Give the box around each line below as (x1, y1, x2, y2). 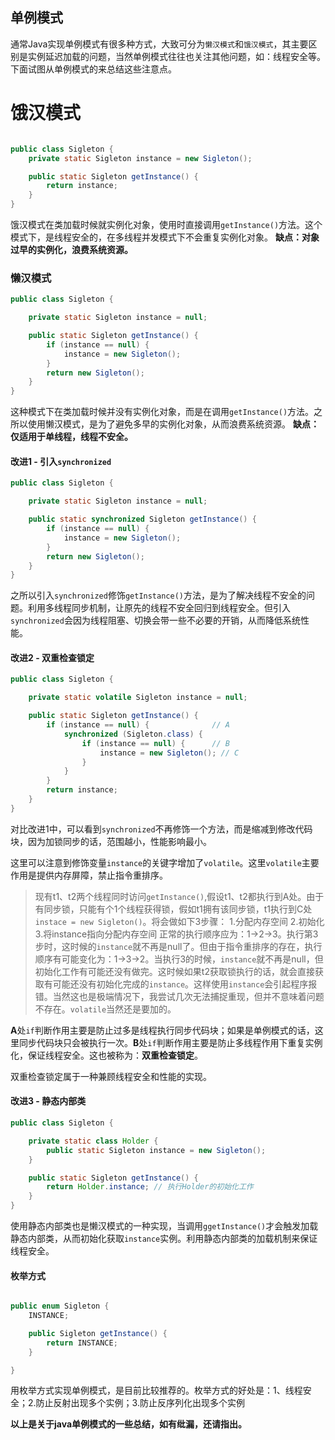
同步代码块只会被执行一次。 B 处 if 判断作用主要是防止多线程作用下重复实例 (18, 1036, 323, 1048)
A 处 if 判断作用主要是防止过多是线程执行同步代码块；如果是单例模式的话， (10, 1024, 315, 1036)
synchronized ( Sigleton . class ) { (63, 729, 203, 739)
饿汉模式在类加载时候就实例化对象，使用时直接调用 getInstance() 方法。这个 (10, 219, 323, 230)
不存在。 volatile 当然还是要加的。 (34, 1003, 177, 1015)
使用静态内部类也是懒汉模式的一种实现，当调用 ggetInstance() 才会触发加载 (10, 1220, 319, 1232)
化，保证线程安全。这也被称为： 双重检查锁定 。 (10, 1049, 203, 1061)
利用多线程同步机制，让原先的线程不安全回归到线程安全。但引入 (27, 602, 291, 614)
